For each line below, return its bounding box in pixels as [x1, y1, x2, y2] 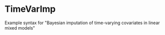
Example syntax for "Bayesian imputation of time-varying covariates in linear [4, 20, 160, 26]
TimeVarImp [4, 3, 56, 15]
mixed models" [4, 25, 35, 31]
